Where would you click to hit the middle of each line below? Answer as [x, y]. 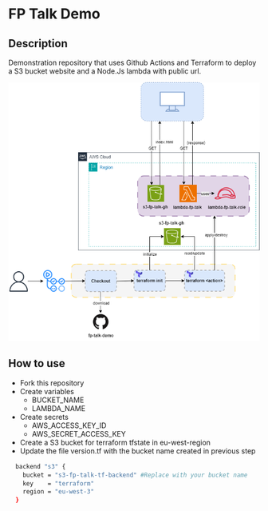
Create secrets [44, 417]
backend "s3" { [41, 466]
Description [38, 44]
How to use [37, 363]
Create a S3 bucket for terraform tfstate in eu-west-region [115, 442]
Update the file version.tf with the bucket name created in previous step [138, 451]
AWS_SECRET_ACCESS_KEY [79, 433]
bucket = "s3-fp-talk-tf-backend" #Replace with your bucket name [135, 475]
